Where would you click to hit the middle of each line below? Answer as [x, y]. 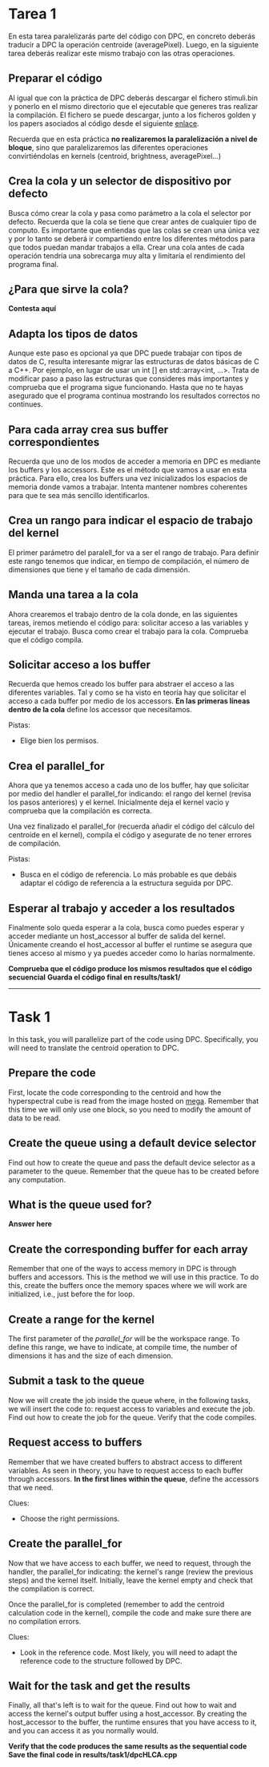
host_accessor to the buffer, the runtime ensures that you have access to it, [133, 1722]
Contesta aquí [32, 309]
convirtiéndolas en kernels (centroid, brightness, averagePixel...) [115, 156]
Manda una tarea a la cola [73, 595]
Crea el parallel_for [57, 766]
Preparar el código [55, 78]
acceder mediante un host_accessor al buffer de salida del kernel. [117, 936]
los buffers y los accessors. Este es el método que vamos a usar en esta [127, 470]
